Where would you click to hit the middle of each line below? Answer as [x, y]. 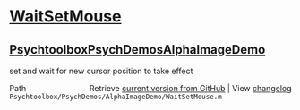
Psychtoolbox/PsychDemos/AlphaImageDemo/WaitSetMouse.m [116, 97]
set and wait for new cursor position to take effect [101, 71]
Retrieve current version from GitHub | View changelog [190, 88]
